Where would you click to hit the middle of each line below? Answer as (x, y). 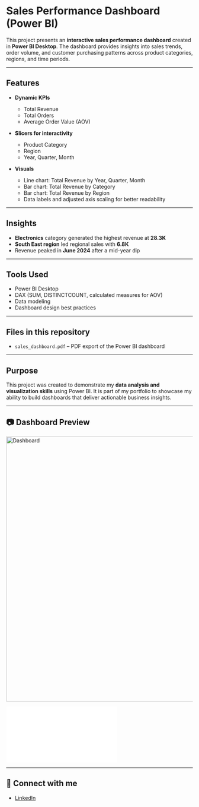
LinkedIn (25, 797)
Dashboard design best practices (55, 308)
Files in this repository (48, 332)
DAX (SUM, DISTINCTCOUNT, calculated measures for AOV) (89, 295)
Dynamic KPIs (32, 97)
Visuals (24, 169)
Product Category (45, 144)
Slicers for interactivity (44, 133)
